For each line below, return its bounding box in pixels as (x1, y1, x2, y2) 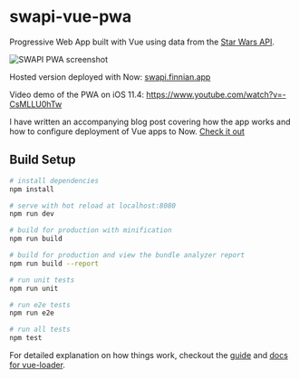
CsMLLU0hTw (9, 98, 63, 110)
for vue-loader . (9, 360, 66, 370)
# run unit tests (9, 275, 75, 285)
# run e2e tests (9, 300, 71, 309)
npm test (9, 334, 43, 343)
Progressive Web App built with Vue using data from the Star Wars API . (9, 36, 275, 47)
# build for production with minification (9, 226, 172, 235)
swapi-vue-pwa (9, 6, 132, 27)
